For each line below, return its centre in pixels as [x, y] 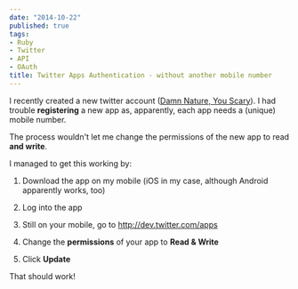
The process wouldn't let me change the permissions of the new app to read [149, 136]
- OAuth [24, 68]
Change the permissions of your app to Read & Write [121, 242]
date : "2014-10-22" [45, 17]
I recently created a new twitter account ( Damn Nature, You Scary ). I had [143, 100]
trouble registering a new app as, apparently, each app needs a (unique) [142, 110]
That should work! [42, 276]
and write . [28, 146]
